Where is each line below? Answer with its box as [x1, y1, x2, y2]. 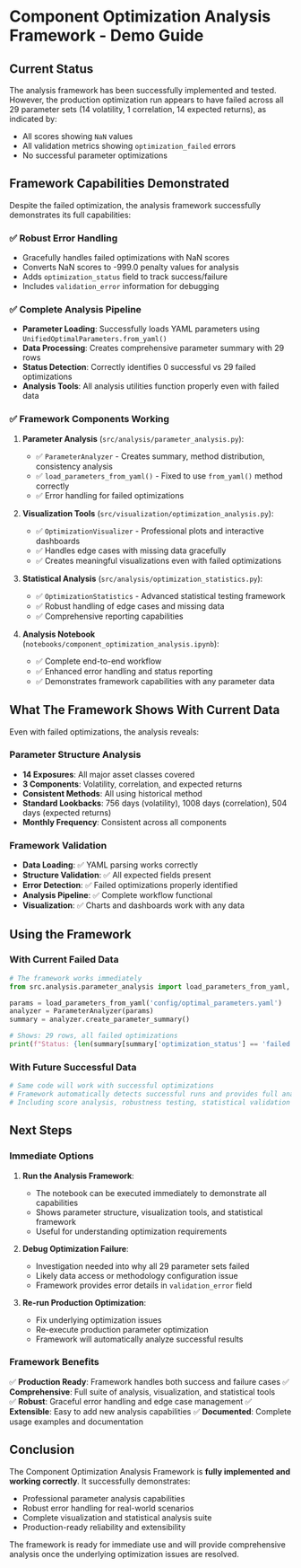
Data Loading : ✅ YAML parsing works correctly [21, 859, 199, 870]
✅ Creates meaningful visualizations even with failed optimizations [35, 555, 282, 566]
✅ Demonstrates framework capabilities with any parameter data [35, 675, 275, 686]
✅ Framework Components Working [9, 413, 170, 426]
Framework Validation [9, 839, 107, 851]
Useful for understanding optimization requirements [35, 1226, 228, 1237]
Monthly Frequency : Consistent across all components [21, 816, 227, 827]
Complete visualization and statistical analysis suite [21, 1511, 212, 1523]
